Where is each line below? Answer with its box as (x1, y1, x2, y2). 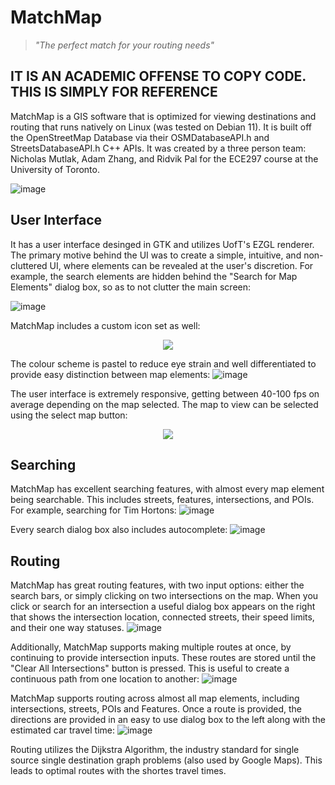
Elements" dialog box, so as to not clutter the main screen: (10, 281, 252, 293)
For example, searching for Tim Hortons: (10, 504, 177, 516)
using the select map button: (10, 409, 128, 421)
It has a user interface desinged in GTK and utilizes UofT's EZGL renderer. (10, 238, 315, 250)
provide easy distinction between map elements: (10, 368, 211, 380)
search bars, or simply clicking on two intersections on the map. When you (10, 590, 319, 602)
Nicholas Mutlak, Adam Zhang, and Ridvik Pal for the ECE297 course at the (10, 152, 319, 165)
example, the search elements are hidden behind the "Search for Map (10, 270, 298, 282)
